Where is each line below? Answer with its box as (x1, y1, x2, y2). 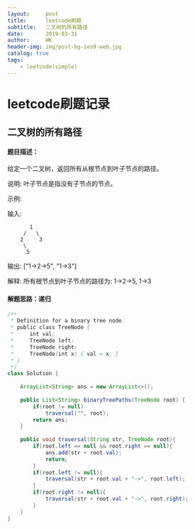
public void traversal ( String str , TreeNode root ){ (20, 436, 176, 443)
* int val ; (10, 330, 55, 338)
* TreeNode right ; (10, 343, 78, 351)
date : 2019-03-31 (7, 30, 78, 38)
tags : (7, 57, 23, 64)
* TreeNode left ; (10, 338, 74, 345)
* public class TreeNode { (10, 324, 91, 331)
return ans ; (33, 416, 69, 423)
